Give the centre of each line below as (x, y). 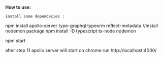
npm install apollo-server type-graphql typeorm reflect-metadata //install (82, 25)
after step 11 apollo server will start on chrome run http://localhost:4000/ (81, 50)
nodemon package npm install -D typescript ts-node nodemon (71, 31)
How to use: (18, 7)
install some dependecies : (35, 16)
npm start (15, 40)
